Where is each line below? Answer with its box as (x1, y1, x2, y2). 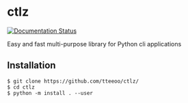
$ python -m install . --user (7, 89, 94, 96)
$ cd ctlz (7, 83, 36, 91)
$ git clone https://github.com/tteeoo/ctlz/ (7, 78, 139, 85)
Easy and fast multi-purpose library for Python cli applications (7, 40, 182, 48)
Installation (7, 59, 56, 72)
